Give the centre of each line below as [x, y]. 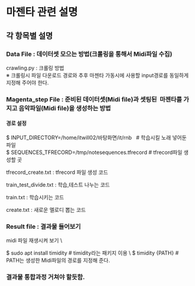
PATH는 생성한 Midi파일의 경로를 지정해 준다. [58, 261]
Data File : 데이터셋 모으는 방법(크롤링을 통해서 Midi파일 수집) [89, 54]
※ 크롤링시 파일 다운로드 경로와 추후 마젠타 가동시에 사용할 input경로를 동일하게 [97, 75]
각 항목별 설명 [30, 36]
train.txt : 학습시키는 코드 [35, 197]
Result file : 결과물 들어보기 [43, 226]
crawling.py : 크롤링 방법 [35, 68]
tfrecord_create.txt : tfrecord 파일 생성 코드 [57, 172]
